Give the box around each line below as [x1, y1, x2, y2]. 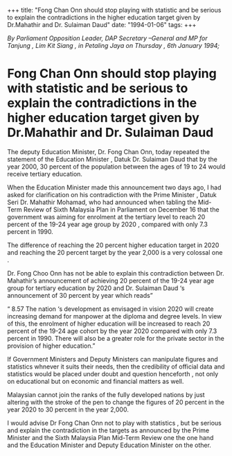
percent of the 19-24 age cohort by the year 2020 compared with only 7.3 [7, 326, 217, 335]
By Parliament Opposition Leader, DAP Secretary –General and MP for [7, 34, 208, 42]
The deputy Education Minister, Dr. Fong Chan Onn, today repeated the [7, 147, 210, 155]
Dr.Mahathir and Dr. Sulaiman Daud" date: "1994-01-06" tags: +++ [7, 21, 197, 28]
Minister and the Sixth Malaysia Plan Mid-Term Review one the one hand [7, 433, 214, 441]
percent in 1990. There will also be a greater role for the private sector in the [7, 334, 225, 342]
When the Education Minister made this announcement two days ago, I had [7, 183, 222, 192]
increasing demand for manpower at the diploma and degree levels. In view [7, 312, 222, 320]
